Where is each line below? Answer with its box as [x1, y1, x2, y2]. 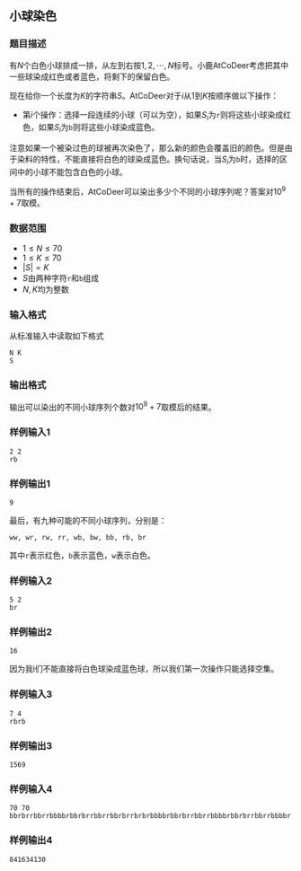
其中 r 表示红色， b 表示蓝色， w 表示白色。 [9, 550, 155, 560]
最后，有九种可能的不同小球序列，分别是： [9, 515, 167, 525]
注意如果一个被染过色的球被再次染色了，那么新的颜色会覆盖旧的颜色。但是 [9, 143, 285, 154]
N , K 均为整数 [22, 284, 70, 295]
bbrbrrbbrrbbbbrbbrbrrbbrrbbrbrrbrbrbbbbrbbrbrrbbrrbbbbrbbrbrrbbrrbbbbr [9, 812, 292, 821]
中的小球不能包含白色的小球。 [16, 167, 128, 178]
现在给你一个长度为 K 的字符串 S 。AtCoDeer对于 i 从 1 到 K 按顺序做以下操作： [9, 90, 279, 101]
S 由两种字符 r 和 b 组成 [22, 273, 100, 284]
